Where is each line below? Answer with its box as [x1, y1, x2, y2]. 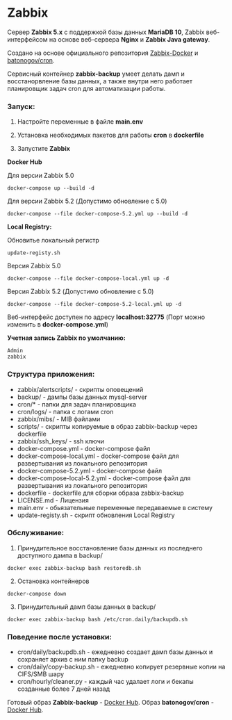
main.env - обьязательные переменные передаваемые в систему [17, 503, 213, 512]
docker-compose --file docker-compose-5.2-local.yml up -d [7, 301, 182, 308]
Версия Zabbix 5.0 [7, 262, 61, 270]
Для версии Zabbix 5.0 [7, 172, 74, 180]
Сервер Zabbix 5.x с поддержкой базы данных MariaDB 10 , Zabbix [7, 28, 205, 36]
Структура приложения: [7, 370, 95, 379]
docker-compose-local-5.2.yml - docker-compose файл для [17, 474, 191, 482]
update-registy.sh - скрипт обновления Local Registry [17, 511, 175, 519]
